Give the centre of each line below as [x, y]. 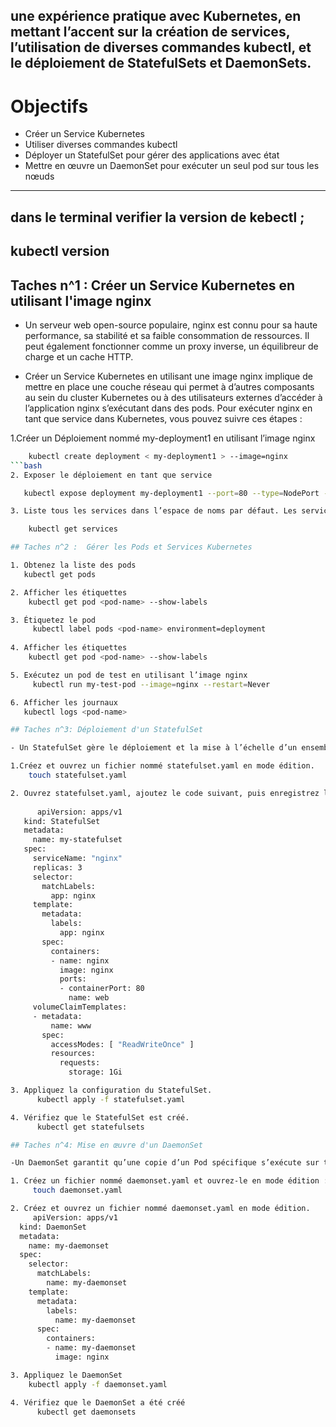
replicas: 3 [57, 867]
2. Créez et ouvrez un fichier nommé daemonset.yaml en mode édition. [160, 1209]
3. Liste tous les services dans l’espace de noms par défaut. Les [154, 511]
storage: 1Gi [95, 1072]
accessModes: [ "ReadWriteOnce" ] [122, 1044]
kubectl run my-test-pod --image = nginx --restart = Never [151, 684]
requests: [80, 1063]
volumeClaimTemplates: [80, 1007]
